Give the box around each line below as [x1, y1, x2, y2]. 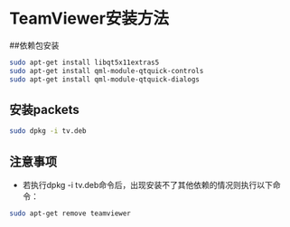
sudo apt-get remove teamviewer [9, 209, 131, 218]
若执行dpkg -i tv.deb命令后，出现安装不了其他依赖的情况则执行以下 [22, 180, 274, 191]
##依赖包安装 [9, 40, 60, 51]
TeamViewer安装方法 [9, 8, 170, 29]
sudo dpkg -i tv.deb [9, 127, 88, 136]
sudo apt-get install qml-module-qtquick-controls [9, 66, 204, 75]
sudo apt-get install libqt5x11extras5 [9, 58, 160, 67]
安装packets [9, 101, 80, 118]
